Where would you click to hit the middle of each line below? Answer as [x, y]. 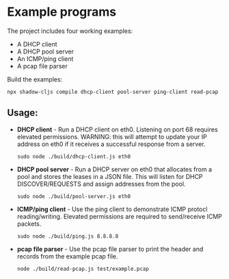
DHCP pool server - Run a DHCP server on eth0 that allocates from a [114, 169]
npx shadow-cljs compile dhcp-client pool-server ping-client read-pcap [113, 92]
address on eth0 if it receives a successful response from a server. [111, 144]
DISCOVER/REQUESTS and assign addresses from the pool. [101, 184]
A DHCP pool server [45, 51]
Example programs [62, 12]
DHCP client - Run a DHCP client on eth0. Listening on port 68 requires [117, 129]
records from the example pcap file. [67, 256]
